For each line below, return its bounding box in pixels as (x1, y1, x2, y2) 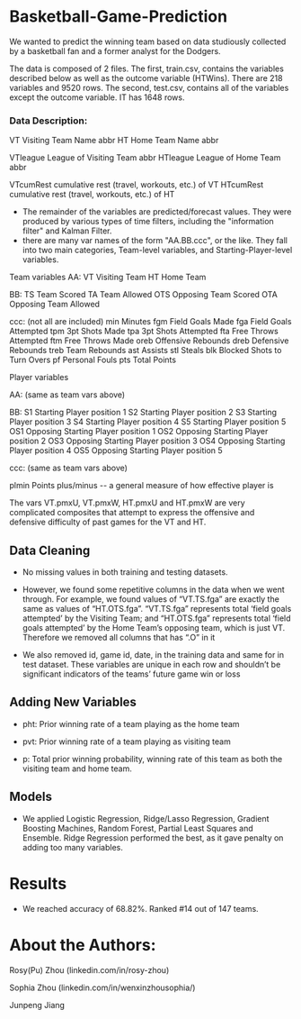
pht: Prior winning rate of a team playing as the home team (22, 718, 240, 729)
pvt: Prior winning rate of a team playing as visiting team (22, 736, 231, 747)
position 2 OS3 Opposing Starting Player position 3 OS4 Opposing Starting (9, 435, 286, 447)
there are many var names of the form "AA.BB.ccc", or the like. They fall (22, 235, 288, 246)
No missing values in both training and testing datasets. (22, 567, 228, 578)
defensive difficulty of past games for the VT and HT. (9, 516, 207, 528)
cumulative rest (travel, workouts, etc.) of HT (9, 189, 175, 200)
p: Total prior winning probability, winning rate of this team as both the (22, 753, 283, 764)
